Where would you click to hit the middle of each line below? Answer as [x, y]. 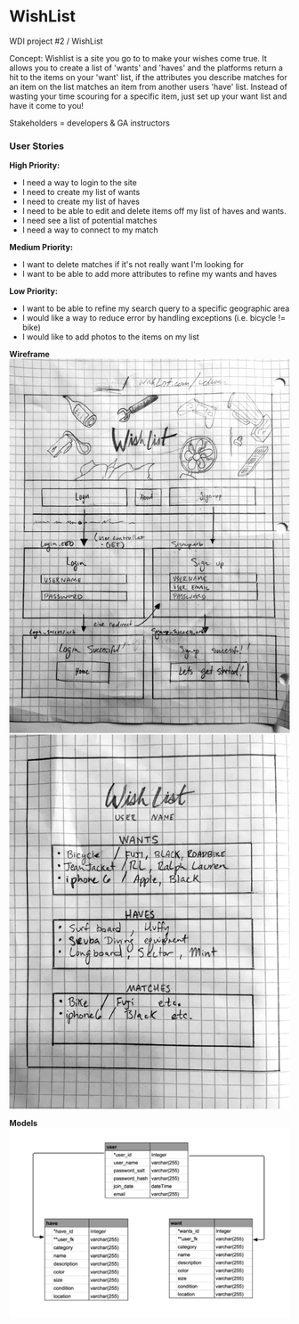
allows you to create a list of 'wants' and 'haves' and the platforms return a [146, 68]
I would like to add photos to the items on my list [111, 337]
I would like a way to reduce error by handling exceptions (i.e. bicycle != [154, 318]
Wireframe [30, 355]
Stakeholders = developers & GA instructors [90, 123]
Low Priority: [33, 291]
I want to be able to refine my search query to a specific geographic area [156, 308]
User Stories [37, 146]
